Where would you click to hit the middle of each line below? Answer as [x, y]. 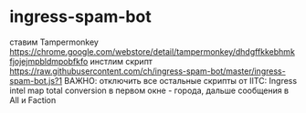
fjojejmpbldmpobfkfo [49, 61]
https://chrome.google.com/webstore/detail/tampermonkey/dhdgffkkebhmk [152, 51]
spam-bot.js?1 [36, 80]
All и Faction [33, 100]
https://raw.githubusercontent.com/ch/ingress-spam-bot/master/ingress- [148, 71]
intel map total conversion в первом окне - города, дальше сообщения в [149, 90]
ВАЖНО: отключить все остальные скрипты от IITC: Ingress [180, 80]
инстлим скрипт [121, 61]
